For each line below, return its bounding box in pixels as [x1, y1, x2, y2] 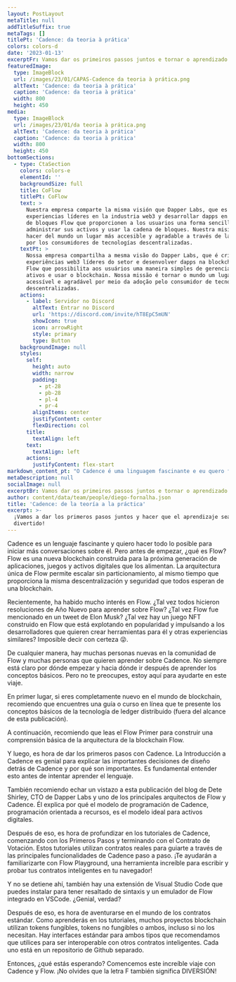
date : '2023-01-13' [7, 50, 65, 57]
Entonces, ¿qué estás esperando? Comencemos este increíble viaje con [7, 959, 216, 967]
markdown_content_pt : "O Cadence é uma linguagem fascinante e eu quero [7, 468, 225, 475]
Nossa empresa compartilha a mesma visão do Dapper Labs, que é [25, 252, 218, 259]
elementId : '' [20, 174, 61, 181]
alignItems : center [32, 409, 90, 416]
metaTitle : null [7, 17, 55, 24]
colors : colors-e [20, 167, 71, 174]
